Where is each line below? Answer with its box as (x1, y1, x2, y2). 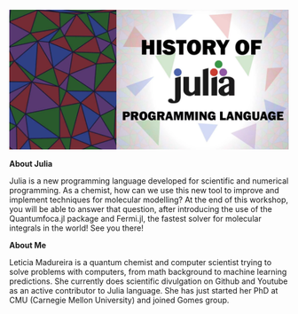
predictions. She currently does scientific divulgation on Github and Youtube (9, 276, 288, 287)
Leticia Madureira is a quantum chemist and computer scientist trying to (9, 257, 272, 267)
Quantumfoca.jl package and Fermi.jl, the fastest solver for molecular (9, 214, 262, 224)
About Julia (9, 159, 53, 169)
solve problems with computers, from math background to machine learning (9, 267, 287, 277)
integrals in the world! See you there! (9, 223, 144, 233)
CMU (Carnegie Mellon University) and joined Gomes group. (9, 294, 230, 305)
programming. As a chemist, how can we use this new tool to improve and (9, 185, 279, 195)
